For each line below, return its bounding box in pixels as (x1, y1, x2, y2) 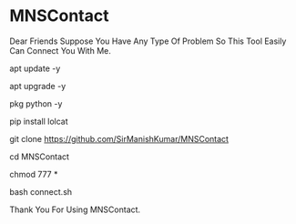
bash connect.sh (9, 186, 73, 197)
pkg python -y (9, 97, 63, 109)
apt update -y (9, 63, 61, 74)
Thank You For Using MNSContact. (9, 204, 141, 215)
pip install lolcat (9, 116, 68, 127)
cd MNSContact (9, 151, 70, 162)
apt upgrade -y (9, 80, 66, 91)
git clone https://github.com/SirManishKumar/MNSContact (9, 133, 230, 144)
